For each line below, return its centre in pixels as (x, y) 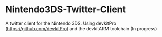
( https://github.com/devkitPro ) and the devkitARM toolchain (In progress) (81, 28)
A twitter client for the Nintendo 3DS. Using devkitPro (61, 23)
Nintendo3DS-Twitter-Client (66, 9)
